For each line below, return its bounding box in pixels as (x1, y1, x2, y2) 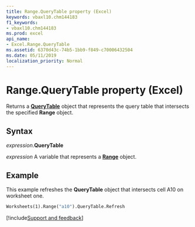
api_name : (6, 36, 31, 42)
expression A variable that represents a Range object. (6, 153, 137, 160)
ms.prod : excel (6, 31, 44, 37)
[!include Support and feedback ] (6, 214, 84, 221)
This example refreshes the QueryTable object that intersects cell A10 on (6, 186, 184, 193)
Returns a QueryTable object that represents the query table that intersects (6, 103, 190, 110)
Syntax (6, 126, 33, 136)
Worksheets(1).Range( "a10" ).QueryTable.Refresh (6, 204, 125, 210)
